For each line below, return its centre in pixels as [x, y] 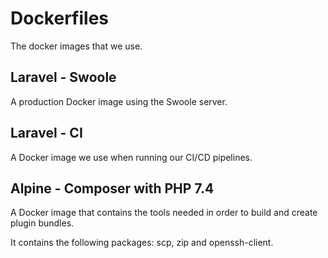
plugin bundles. [42, 223]
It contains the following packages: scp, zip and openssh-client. [142, 243]
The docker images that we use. [76, 46]
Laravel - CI [46, 133]
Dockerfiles [60, 18]
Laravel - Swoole [63, 77]
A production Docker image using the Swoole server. [119, 101]
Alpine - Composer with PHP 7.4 [112, 188]
